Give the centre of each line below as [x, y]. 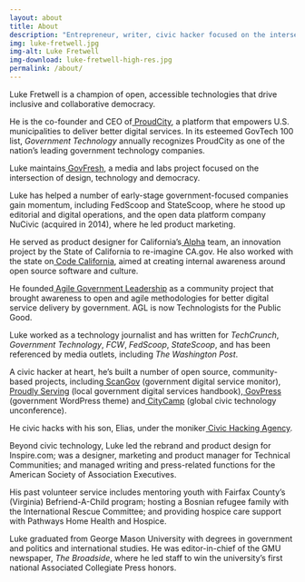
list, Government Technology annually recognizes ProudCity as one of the [148, 141]
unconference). [38, 410]
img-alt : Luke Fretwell [54, 52]
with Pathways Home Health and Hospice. [88, 521]
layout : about [36, 18]
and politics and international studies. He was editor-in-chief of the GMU [145, 548]
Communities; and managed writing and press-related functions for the [143, 465]
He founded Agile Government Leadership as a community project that [142, 288]
